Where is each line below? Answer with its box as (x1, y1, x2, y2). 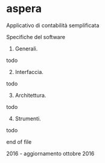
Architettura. (14, 91, 46, 99)
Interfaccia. (14, 68, 44, 75)
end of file (6, 138, 32, 146)
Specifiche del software (6, 33, 65, 40)
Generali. (14, 45, 38, 52)
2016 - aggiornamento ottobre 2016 (6, 150, 95, 157)
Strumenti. (14, 115, 41, 122)
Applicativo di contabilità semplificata (6, 22, 100, 29)
